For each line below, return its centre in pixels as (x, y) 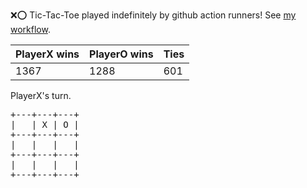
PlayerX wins (47, 54)
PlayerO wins (121, 54)
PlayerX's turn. (41, 95)
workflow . (30, 29)
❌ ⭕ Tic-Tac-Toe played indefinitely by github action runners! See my (153, 15)
